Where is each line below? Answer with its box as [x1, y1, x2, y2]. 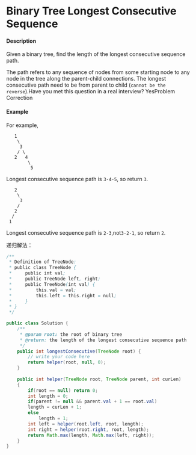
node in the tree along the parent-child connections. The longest [6, 75, 167, 82]
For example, [6, 122, 39, 129]
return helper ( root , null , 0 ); [28, 359, 106, 365]
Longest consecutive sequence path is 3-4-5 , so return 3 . [6, 175, 149, 182]
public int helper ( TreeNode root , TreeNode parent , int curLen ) [17, 376, 182, 382]
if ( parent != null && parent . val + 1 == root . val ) [28, 398, 158, 404]
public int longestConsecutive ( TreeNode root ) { [17, 348, 141, 354]
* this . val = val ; [8, 287, 77, 293]
